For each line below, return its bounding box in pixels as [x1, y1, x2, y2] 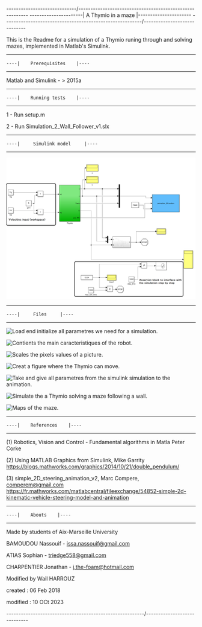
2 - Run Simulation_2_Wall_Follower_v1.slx [6, 123, 110, 130]
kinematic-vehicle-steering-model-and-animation [6, 494, 129, 501]
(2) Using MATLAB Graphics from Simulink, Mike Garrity [6, 456, 145, 463]
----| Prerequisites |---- [6, 60, 90, 66]
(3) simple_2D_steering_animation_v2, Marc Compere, [6, 474, 139, 482]
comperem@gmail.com [6, 481, 64, 488]
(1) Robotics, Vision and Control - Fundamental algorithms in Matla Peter [6, 438, 185, 445]
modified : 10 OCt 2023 [6, 598, 64, 605]
